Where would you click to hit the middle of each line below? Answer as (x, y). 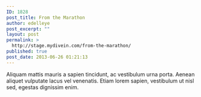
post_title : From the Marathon (46, 18)
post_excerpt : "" (28, 29)
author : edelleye (28, 23)
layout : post (23, 35)
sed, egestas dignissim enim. (42, 87)
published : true (27, 52)
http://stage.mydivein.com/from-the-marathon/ (71, 46)
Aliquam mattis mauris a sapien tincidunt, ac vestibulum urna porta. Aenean (100, 74)
